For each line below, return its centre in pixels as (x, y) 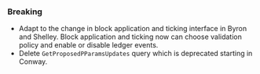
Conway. (33, 62)
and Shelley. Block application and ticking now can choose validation (130, 37)
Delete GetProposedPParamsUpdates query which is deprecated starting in (135, 54)
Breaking (25, 12)
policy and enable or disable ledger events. (88, 45)
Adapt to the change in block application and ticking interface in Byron (133, 29)
